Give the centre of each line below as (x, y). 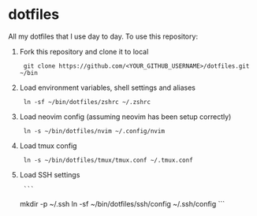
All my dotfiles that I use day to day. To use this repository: (103, 36)
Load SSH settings (50, 174)
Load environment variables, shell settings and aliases (107, 88)
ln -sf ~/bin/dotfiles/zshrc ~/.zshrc (87, 102)
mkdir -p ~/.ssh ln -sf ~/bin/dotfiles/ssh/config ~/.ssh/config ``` (122, 203)
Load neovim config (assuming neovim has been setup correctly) (125, 117)
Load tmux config (48, 145)
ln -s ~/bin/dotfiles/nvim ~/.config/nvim (94, 131)
